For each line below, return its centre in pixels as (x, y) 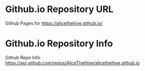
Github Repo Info (23, 57)
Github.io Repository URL (59, 9)
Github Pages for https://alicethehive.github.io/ (54, 23)
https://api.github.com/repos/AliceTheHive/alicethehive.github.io (72, 63)
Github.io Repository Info (59, 44)
